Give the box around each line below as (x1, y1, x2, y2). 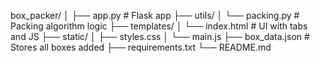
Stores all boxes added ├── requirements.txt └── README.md (10, 41, 272, 53)
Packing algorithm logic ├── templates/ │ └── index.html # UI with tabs (10, 20, 308, 32)
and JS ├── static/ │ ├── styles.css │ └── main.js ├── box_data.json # (10, 31, 310, 42)
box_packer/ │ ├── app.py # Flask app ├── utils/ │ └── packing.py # (10, 10, 300, 21)
